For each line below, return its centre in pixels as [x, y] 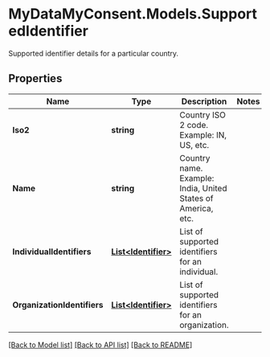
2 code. [194, 125]
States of [196, 198]
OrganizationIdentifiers [58, 305]
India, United [203, 188]
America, [196, 208]
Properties [35, 78]
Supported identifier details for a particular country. [94, 53]
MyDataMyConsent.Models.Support [133, 14]
